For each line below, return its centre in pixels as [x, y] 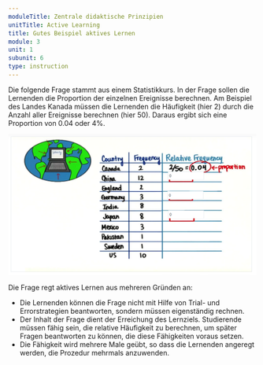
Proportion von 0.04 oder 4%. [57, 123]
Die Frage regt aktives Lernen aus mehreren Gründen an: [100, 287]
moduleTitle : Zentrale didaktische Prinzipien [86, 17]
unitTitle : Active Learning [54, 25]
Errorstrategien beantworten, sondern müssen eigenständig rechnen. [132, 311]
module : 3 [24, 42]
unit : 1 [21, 50]
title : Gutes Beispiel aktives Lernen [72, 33]
